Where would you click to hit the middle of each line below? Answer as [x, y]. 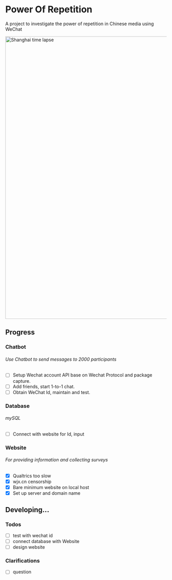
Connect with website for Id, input [48, 434]
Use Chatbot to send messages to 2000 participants [61, 359]
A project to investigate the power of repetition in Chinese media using [80, 24]
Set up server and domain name [47, 493]
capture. [21, 381]
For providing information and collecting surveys [57, 460]
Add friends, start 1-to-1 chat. [44, 386]
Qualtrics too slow [32, 476]
